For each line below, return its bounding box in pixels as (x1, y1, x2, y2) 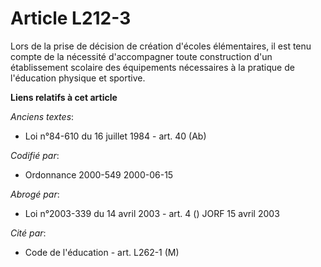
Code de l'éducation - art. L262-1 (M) (24, 246, 180, 258)
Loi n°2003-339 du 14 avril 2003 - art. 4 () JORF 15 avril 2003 (24, 207, 280, 219)
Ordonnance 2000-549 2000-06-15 (24, 168, 174, 181)
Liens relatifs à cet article (10, 91, 118, 103)
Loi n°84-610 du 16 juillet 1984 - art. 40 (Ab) (24, 130, 207, 142)
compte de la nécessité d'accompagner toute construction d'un (10, 50, 273, 62)
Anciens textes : (10, 110, 75, 122)
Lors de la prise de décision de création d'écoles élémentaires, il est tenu (10, 40, 312, 52)
